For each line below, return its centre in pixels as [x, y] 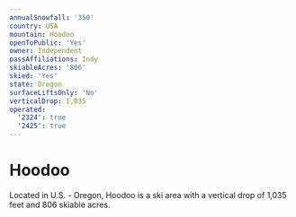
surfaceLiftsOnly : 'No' [54, 92]
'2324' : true [42, 117]
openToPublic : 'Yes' [48, 43]
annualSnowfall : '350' [52, 17]
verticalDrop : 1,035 [48, 101]
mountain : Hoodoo [42, 34]
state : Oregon [36, 84]
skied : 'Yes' [34, 76]
